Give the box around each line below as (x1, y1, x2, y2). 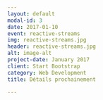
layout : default (7, 10, 55, 18)
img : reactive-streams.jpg (7, 37, 87, 44)
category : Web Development (7, 69, 87, 76)
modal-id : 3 (7, 17, 42, 24)
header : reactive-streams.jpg (7, 43, 97, 50)
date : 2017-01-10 (7, 23, 59, 30)
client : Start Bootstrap (7, 63, 80, 70)
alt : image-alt (7, 50, 52, 57)
